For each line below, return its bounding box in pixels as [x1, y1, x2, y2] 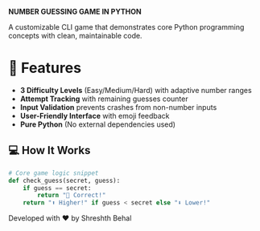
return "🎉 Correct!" [37, 192, 106, 200]
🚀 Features [8, 59, 82, 77]
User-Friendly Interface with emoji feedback [19, 111, 171, 120]
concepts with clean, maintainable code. [8, 31, 142, 40]
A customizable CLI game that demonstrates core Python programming [8, 22, 245, 31]
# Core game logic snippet [8, 168, 99, 177]
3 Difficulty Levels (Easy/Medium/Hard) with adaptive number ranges [19, 85, 252, 95]
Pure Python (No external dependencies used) [19, 120, 175, 129]
